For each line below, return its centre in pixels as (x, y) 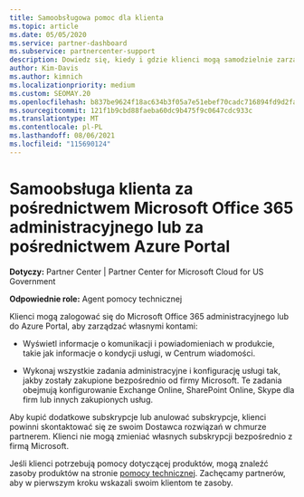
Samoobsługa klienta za (101, 189)
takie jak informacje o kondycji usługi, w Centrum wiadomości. (139, 353)
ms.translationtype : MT (54, 119)
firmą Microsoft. (39, 445)
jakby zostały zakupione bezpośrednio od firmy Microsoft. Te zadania (152, 380)
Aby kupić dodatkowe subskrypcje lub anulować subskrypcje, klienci (138, 416)
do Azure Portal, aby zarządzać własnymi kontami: (104, 326)
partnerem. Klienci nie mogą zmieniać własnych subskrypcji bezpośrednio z (151, 436)
